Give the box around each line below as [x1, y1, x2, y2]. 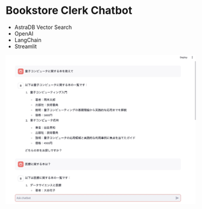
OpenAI [14, 30, 34, 37]
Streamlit [14, 43, 37, 50]
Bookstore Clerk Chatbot [5, 4, 133, 17]
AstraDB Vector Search [14, 23, 72, 31]
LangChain [14, 36, 42, 43]
